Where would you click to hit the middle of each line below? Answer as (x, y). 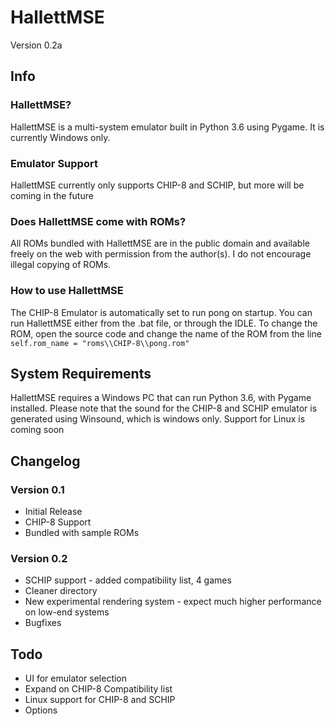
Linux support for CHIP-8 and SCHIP (100, 700)
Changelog (45, 461)
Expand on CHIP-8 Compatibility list (98, 689)
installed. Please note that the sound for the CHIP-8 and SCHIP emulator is (164, 408)
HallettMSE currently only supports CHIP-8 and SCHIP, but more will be (157, 185)
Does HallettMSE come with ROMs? (98, 221)
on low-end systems (67, 612)
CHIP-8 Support (58, 522)
